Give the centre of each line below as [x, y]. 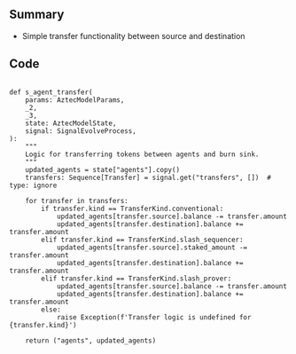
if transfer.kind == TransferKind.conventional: [132, 208]
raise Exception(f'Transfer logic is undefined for [154, 317]
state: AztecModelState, [71, 123]
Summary [37, 15]
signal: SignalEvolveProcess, [81, 131]
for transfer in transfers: [77, 201]
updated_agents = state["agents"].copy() [102, 169]
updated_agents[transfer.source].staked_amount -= [152, 248]
